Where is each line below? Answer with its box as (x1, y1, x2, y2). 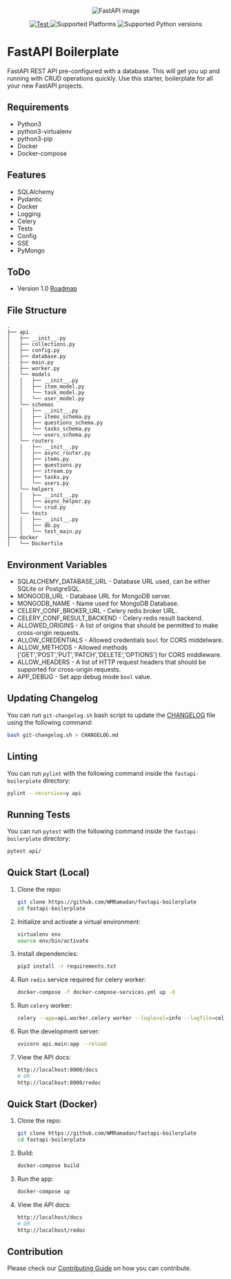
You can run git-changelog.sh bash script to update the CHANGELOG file (7, 711, 216, 719)
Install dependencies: (17, 950, 79, 958)
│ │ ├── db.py (7, 522, 60, 529)
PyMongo (17, 246, 45, 255)
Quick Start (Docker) (7, 1098, 98, 1110)
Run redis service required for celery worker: (17, 975, 146, 984)
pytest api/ (7, 848, 41, 855)
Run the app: (17, 1174, 54, 1183)
